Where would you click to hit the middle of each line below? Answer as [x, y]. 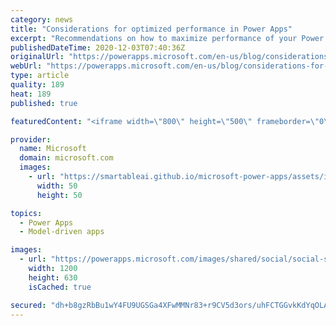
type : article [40, 76]
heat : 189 [31, 94]
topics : [26, 213]
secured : [28, 305]
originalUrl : [37, 57]
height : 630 [53, 277]
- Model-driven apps [62, 232]
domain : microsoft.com [66, 158]
